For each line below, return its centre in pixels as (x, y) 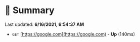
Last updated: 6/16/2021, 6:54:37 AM (44, 24)
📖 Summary (30, 10)
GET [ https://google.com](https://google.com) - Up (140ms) (73, 34)
